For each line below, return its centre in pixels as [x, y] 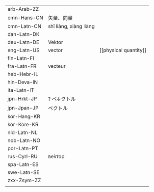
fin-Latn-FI [21, 58]
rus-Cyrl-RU [23, 156]
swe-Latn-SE [24, 172]
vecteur [57, 66]
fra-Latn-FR [22, 66]
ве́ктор [56, 156]
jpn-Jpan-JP [23, 108]
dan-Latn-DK [24, 34]
